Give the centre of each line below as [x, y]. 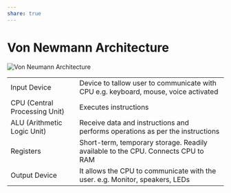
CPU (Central [32, 103]
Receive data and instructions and [134, 123]
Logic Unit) [29, 131]
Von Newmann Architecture [88, 47]
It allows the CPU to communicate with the [147, 171]
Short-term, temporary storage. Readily [143, 142]
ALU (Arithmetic [36, 123]
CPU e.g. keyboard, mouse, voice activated [148, 92]
